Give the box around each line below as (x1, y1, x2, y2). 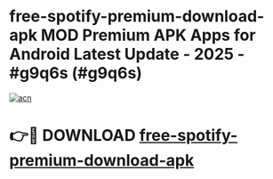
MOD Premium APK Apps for (40, 25, 256, 45)
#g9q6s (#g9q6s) (9, 63, 142, 84)
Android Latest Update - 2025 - (9, 45, 245, 64)
